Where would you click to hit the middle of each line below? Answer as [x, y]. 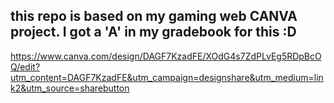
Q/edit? [25, 66]
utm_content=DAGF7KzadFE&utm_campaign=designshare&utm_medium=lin [167, 77]
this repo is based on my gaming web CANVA [154, 16]
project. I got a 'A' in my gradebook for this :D [153, 32]
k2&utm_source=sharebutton [70, 88]
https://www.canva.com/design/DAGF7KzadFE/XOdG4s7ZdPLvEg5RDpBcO [166, 56]
